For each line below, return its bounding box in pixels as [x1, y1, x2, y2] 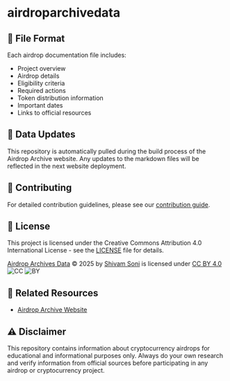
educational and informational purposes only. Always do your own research [7, 352, 224, 360]
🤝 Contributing [7, 182, 72, 194]
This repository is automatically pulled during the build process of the [7, 147, 206, 155]
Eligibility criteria [17, 79, 65, 87]
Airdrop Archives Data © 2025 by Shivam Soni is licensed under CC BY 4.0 [7, 260, 222, 268]
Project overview [17, 65, 66, 72]
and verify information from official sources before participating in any [7, 359, 208, 367]
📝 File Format [7, 33, 65, 44]
